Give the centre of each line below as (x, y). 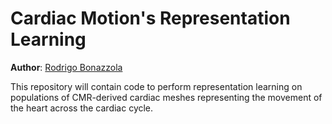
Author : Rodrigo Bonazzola (66, 67)
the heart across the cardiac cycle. (82, 108)
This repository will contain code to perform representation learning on (156, 86)
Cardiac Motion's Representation (150, 18)
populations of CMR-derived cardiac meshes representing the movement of (166, 97)
